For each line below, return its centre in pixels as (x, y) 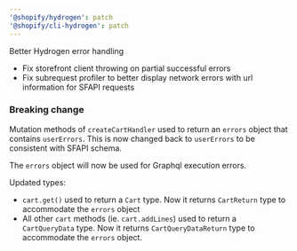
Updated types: (38, 182)
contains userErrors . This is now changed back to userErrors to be (132, 138)
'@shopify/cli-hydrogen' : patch (69, 26)
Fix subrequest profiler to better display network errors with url (137, 77)
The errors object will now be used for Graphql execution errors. (128, 165)
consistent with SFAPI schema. (66, 148)
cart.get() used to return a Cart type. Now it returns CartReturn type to (154, 200)
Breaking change (47, 110)
